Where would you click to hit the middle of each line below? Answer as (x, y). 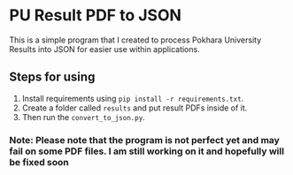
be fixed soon (39, 162)
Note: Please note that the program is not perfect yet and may (145, 140)
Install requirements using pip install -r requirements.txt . (133, 98)
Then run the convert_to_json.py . (84, 117)
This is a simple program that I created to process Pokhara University (135, 40)
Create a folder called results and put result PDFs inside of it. (135, 108)
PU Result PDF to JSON (95, 15)
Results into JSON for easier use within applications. (105, 49)
